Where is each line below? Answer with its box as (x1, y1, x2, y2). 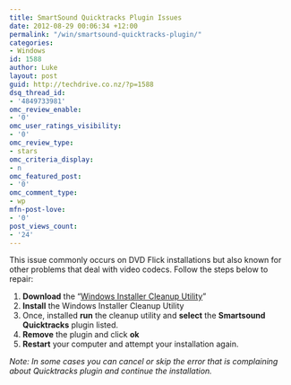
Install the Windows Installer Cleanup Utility (21, 301, 184, 311)
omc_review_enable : (9, 105, 82, 114)
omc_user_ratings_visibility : (9, 122, 123, 131)
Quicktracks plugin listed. (21, 319, 119, 330)
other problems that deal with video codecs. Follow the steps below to (9, 264, 269, 275)
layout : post (9, 72, 58, 81)
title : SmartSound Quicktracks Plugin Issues (9, 13, 182, 22)
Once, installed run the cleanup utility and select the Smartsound (21, 311, 266, 321)
